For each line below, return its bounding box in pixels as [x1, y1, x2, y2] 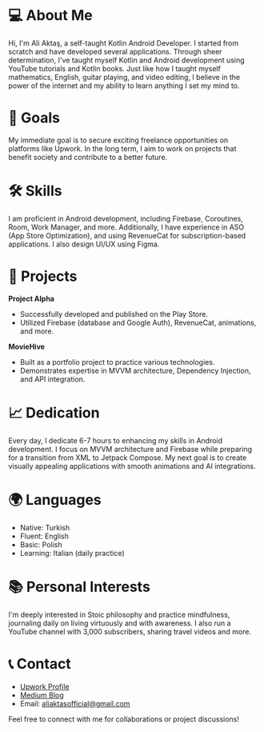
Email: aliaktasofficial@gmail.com [19, 698, 130, 708]
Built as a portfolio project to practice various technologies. [19, 357, 215, 366]
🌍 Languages [8, 490, 102, 509]
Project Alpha [8, 294, 54, 303]
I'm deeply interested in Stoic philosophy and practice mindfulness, [8, 610, 230, 619]
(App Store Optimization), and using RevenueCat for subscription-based [8, 230, 246, 240]
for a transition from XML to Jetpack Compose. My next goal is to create [8, 453, 247, 462]
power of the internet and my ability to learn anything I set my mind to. [8, 81, 240, 90]
